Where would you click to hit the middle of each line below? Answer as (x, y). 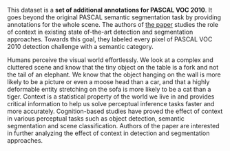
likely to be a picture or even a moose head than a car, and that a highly (108, 82)
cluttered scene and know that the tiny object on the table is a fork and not (113, 67)
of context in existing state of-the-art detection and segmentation (100, 32)
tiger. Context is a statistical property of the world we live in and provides (111, 97)
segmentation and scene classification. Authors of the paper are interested (113, 126)
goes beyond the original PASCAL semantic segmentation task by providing (114, 17)
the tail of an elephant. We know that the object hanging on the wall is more (114, 74)
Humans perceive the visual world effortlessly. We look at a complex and (110, 60)
